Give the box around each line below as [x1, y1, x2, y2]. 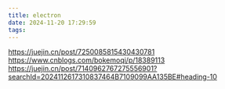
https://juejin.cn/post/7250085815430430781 [8, 48, 155, 57]
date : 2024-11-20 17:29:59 [8, 19, 96, 27]
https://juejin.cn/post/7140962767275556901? [8, 64, 158, 73]
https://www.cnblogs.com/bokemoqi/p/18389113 [8, 55, 165, 65]
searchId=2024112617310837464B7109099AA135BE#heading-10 [8, 72, 218, 82]
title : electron [8, 11, 61, 20]
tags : [8, 26, 26, 34]
